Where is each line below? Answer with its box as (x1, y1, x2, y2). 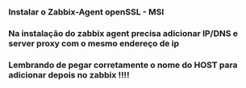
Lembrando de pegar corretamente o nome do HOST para (8, 59, 238, 70)
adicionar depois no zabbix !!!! (8, 69, 130, 80)
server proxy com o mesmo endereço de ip (8, 38, 180, 49)
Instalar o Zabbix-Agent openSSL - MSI (8, 6, 165, 18)
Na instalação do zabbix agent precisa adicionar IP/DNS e (8, 27, 239, 38)
